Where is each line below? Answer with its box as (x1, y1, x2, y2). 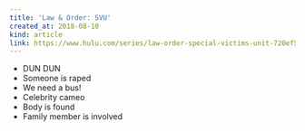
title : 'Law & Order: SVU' (9, 13, 112, 23)
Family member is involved (22, 111, 123, 122)
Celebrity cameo (22, 92, 85, 103)
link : (9, 38, 30, 48)
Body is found (22, 101, 75, 113)
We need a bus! (22, 82, 82, 93)
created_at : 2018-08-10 (9, 22, 100, 31)
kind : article (9, 30, 64, 39)
